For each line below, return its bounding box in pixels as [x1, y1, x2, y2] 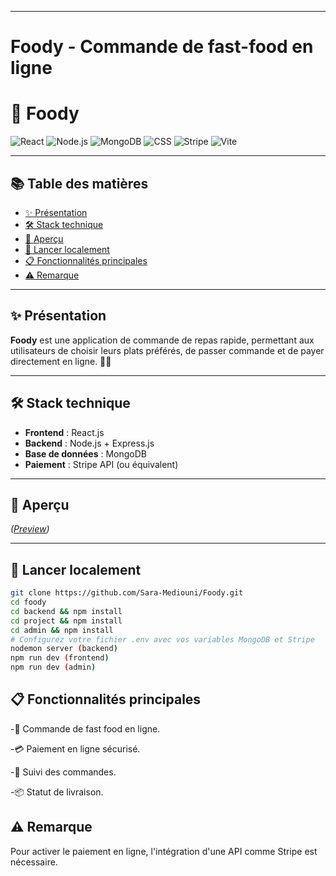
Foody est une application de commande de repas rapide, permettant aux [10, 334, 315, 346]
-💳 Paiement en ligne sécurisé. [10, 742, 141, 755]
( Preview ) [10, 523, 50, 535]
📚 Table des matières [10, 175, 149, 192]
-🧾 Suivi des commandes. [10, 766, 117, 778]
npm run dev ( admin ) [10, 662, 97, 673]
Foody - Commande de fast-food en [10, 36, 314, 58]
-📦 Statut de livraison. [10, 786, 104, 798]
